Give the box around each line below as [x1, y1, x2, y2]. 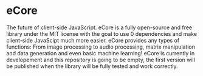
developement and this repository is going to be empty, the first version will [6, 56, 196, 63]
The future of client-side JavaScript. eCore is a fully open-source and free [6, 24, 193, 31]
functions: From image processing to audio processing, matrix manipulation [6, 43, 196, 50]
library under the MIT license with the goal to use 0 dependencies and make [6, 30, 198, 37]
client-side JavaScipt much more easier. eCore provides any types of [6, 36, 180, 44]
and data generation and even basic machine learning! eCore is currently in [6, 49, 195, 57]
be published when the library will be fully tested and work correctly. [6, 62, 178, 70]
